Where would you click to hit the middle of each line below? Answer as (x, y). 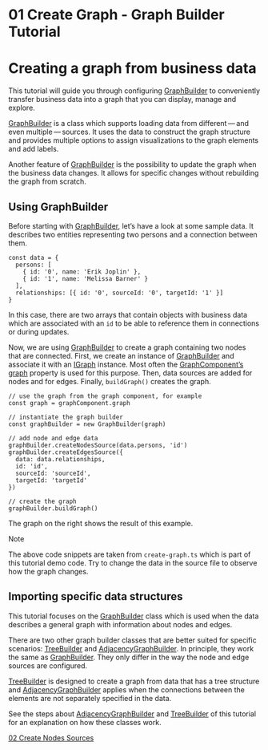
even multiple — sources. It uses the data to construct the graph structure (129, 132)
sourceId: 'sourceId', (53, 473)
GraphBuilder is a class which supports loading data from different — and (129, 124)
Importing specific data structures (96, 596)
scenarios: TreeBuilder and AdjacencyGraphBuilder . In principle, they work (131, 648)
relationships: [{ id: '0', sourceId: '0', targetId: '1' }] (120, 293)
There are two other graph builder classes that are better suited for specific (133, 640)
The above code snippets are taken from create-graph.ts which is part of (130, 554)
